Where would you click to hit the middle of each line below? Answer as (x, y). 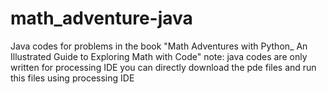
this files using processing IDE (72, 78)
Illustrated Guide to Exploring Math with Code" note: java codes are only (159, 56)
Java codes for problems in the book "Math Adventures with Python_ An (159, 46)
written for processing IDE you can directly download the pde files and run (163, 67)
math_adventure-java (101, 18)
